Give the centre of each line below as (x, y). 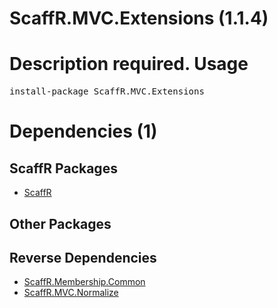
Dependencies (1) (83, 131)
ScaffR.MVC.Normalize (71, 293)
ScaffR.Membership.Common (84, 282)
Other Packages (60, 223)
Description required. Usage (129, 64)
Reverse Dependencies (83, 257)
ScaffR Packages (63, 168)
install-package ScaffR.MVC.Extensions (107, 91)
